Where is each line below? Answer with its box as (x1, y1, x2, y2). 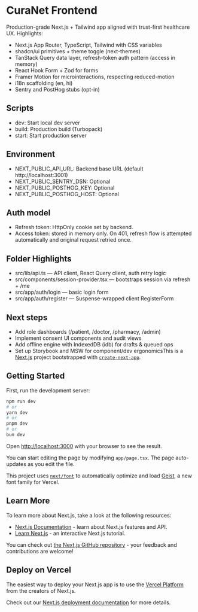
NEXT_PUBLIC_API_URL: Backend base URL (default (14, 165, 144, 172)
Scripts (6, 103, 34, 114)
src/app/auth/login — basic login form (14, 288, 109, 296)
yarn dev (6, 409, 28, 416)
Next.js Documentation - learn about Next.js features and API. (14, 523, 167, 530)
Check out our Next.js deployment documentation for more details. (6, 599, 171, 606)
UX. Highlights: (6, 29, 44, 36)
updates (6, 460, 27, 467)
